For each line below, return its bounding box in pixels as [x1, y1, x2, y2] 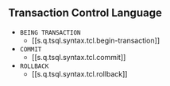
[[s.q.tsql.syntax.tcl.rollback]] [31, 69, 128, 78]
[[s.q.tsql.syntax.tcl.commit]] [31, 52, 126, 62]
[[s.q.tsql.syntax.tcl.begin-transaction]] [31, 36, 160, 45]
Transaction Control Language [8, 6, 163, 20]
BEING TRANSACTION [19, 28, 81, 36]
